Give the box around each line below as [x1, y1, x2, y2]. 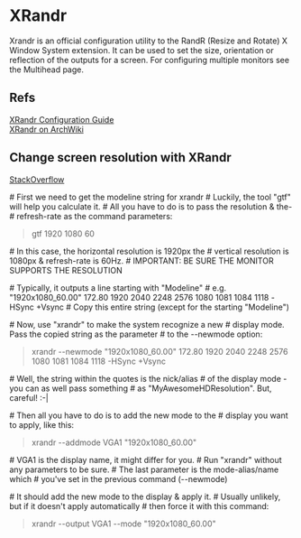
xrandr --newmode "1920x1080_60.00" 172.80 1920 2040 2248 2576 [31, 346, 288, 357]
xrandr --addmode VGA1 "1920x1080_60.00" [31, 437, 197, 448]
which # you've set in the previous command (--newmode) [9, 473, 228, 484]
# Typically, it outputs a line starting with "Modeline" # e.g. [9, 282, 227, 293]
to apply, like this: [9, 419, 75, 430]
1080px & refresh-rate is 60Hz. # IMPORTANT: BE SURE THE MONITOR [9, 255, 274, 266]
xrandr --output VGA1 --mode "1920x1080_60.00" [31, 518, 216, 529]
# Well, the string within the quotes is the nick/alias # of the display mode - [9, 373, 287, 384]
